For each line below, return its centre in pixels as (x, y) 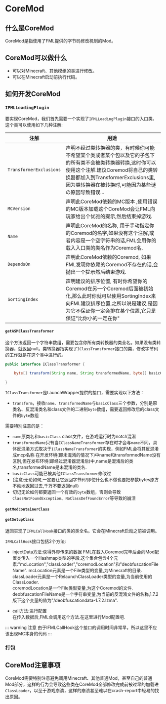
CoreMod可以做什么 (36, 58)
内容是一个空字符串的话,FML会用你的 (113, 240)
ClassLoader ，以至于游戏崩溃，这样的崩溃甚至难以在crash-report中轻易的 (80, 690)
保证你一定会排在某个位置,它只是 (118, 311)
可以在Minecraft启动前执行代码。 (46, 77)
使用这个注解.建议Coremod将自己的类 (109, 170)
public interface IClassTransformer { (45, 364)
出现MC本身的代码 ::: (30, 633)
